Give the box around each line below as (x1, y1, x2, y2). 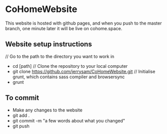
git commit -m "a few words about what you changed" (12, 117, 125, 123)
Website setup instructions (5, 40, 92, 49)
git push (12, 123, 30, 129)
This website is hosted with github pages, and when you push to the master (5, 20, 162, 26)
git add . (12, 112, 30, 118)
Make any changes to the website (12, 107, 83, 113)
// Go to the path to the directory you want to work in (5, 53, 115, 59)
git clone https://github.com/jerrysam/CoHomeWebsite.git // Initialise (12, 68, 155, 74)
